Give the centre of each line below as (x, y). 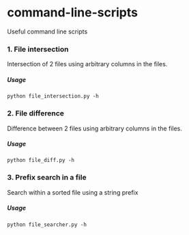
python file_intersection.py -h (53, 96)
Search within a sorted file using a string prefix (73, 192)
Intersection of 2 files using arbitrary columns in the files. (87, 64)
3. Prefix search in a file (47, 178)
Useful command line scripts (47, 31)
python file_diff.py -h (41, 161)
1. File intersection (38, 49)
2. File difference (36, 113)
